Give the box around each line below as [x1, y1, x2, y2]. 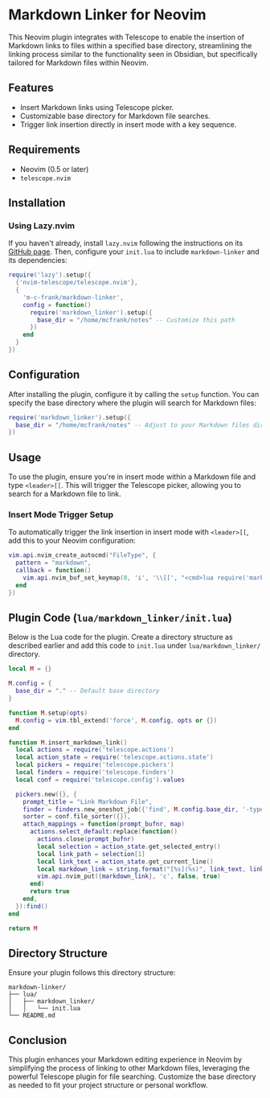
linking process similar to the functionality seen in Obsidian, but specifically [8, 49, 258, 59]
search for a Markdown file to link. [8, 489, 122, 499]
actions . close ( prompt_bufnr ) [37, 835, 135, 843]
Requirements [8, 143, 80, 157]
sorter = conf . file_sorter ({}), [22, 813, 131, 821]
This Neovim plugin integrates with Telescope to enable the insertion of [8, 32, 245, 42]
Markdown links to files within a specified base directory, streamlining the [8, 40, 252, 50]
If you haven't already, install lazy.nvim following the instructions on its [8, 239, 243, 248]
